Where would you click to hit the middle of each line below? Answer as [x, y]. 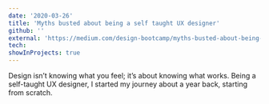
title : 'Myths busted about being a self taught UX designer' [114, 23]
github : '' [26, 30]
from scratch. [31, 92]
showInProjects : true [44, 53]
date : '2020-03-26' [41, 16]
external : [25, 38]
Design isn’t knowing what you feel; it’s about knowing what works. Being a [132, 76]
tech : [17, 46]
